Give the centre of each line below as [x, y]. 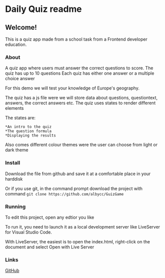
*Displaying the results [31, 136]
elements [15, 108]
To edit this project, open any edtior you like [50, 217]
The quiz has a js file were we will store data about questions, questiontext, [81, 98]
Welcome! [21, 27]
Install [13, 163]
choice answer [20, 79]
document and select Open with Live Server [50, 247]
